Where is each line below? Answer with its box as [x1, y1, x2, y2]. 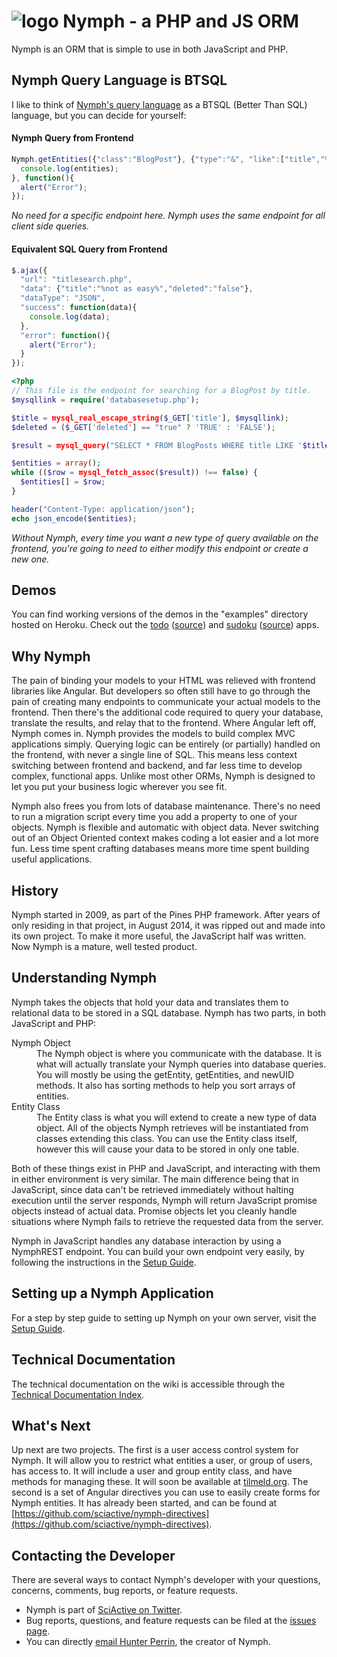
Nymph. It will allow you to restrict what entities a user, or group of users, [11, 1455, 313, 1467]
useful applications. [11, 853, 93, 865]
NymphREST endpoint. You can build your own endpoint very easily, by [11, 1245, 305, 1257]
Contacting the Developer [11, 1547, 176, 1564]
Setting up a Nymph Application [11, 1285, 214, 1302]
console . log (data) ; [29, 311, 111, 322]
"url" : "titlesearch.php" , [20, 275, 133, 285]
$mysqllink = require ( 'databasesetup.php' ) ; [11, 395, 200, 405]
